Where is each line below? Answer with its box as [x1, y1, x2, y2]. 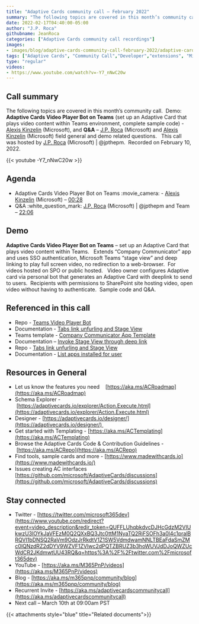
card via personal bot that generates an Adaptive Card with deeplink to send [6, 273, 192, 280]
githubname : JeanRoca [6, 31, 60, 37]
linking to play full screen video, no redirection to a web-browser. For [6, 260, 176, 267]
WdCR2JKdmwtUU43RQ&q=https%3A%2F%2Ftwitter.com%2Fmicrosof [14, 549, 192, 556]
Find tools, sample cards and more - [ [14, 453, 107, 460]
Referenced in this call [6, 303, 91, 313]
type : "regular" [6, 58, 46, 64]
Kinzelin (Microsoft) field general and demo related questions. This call [6, 133, 182, 140]
